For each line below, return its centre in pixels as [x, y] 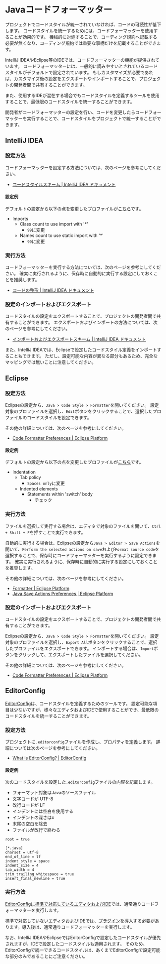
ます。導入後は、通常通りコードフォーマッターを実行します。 [72, 927]
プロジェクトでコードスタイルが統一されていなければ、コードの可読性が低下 [83, 24]
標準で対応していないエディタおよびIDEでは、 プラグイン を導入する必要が [80, 921]
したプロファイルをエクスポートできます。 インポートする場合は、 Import [80, 648]
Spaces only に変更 [46, 483]
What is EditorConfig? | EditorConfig [49, 758]
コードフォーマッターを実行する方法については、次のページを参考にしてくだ [83, 267]
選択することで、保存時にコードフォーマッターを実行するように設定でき [79, 555]
